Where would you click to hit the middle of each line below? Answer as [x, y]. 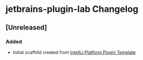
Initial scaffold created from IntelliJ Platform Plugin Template [74, 52]
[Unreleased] [26, 28]
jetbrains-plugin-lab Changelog [72, 9]
